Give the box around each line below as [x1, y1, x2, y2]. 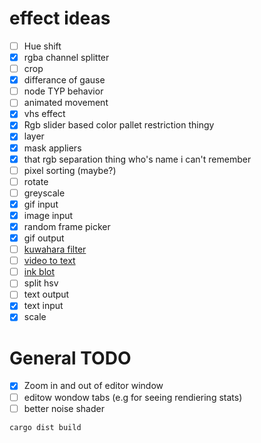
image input [23, 209, 74, 221]
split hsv [23, 277, 59, 289]
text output [23, 288, 70, 301]
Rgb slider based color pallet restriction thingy [23, 119, 215, 131]
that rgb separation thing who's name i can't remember [23, 153, 252, 165]
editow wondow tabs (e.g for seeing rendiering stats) [23, 391, 243, 403]
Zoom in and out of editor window [23, 380, 164, 392]
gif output [23, 232, 65, 244]
